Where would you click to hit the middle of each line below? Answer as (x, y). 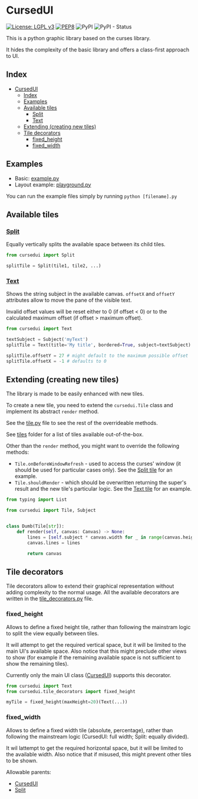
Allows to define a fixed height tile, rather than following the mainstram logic (98, 627)
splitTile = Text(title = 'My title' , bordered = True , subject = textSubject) (99, 345)
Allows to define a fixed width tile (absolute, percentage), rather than (90, 730)
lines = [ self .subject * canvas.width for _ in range (95, 537)
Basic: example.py (37, 178)
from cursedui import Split (41, 255)
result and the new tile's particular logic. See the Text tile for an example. (103, 489)
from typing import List (37, 500)
